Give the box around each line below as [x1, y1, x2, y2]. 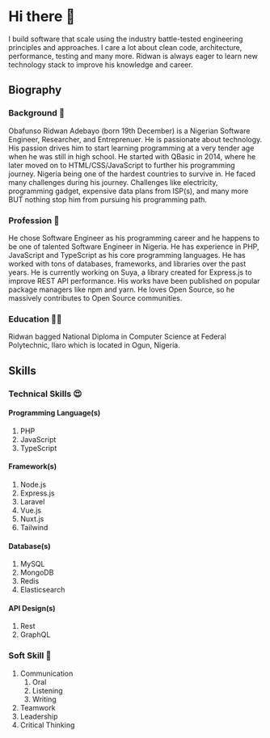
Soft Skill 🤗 [8, 650, 52, 661]
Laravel [19, 496, 45, 506]
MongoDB [19, 567, 54, 577]
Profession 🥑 [8, 214, 60, 226]
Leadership [19, 711, 58, 721]
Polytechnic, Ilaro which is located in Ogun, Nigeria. [8, 340, 180, 350]
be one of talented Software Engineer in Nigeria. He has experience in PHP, [8, 242, 259, 251]
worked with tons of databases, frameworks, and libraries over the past [8, 259, 247, 268]
